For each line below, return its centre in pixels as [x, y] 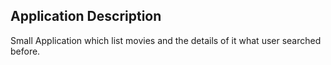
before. [25, 51]
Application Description [86, 16]
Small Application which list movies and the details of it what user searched [166, 40]
